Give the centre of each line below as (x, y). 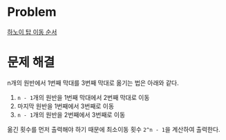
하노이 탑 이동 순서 (32, 32)
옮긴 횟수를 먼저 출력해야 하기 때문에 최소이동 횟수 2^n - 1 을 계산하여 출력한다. (114, 129)
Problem (32, 12)
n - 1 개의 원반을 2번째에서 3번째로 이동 (71, 114)
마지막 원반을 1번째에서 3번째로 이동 (66, 106)
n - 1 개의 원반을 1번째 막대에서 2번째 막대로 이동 (83, 97)
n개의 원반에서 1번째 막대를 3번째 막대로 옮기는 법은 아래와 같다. (93, 83)
